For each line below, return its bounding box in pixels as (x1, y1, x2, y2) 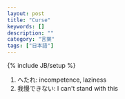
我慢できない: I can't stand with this (17, 84, 119, 92)
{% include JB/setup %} (7, 62, 76, 69)
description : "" (7, 29, 54, 37)
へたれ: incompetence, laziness (17, 75, 107, 84)
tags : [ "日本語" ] (7, 42, 54, 49)
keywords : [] (7, 23, 45, 30)
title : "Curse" (7, 17, 51, 24)
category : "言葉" (7, 36, 55, 43)
